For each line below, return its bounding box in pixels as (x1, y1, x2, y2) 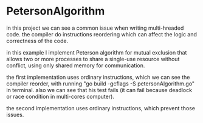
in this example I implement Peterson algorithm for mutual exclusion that (6, 48, 187, 56)
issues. (6, 111, 24, 118)
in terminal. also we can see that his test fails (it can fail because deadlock (6, 86, 193, 93)
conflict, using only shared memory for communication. (6, 62, 145, 69)
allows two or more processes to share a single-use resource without (6, 55, 180, 62)
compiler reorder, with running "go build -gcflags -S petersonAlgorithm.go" (6, 80, 195, 87)
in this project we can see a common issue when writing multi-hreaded (6, 24, 184, 32)
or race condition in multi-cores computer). (6, 93, 114, 100)
